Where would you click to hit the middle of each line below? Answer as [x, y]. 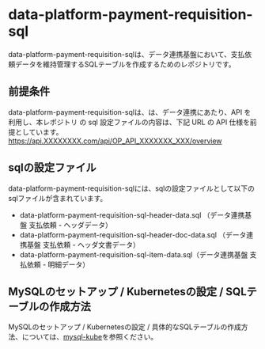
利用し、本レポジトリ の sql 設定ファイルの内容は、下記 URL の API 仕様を [129, 122]
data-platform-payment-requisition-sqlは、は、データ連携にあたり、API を [130, 112]
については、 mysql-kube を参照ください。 [90, 337]
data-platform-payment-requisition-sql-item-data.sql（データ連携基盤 [134, 254]
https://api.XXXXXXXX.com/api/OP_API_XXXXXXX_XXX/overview [115, 141]
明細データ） [69, 264]
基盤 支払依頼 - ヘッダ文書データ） [83, 245]
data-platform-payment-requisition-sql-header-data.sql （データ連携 [132, 214]
